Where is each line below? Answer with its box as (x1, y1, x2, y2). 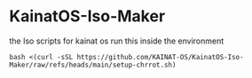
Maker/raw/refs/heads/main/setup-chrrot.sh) (9, 60, 177, 69)
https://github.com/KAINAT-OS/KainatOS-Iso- (76, 52, 244, 61)
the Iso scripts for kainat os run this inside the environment (9, 35, 224, 46)
